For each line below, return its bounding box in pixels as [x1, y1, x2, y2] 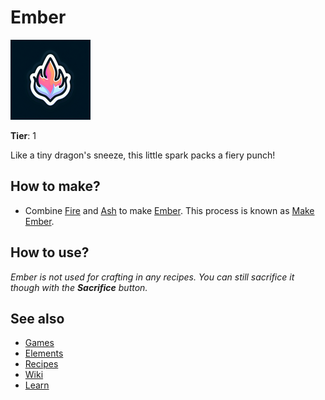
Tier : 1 [10, 129, 37, 141]
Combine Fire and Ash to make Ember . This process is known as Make [24, 204, 315, 216]
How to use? [10, 244, 90, 261]
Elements [24, 347, 64, 360]
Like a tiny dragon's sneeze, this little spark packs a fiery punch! [10, 149, 276, 161]
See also [10, 310, 65, 327]
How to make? [10, 178, 101, 195]
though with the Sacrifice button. [10, 281, 148, 293]
